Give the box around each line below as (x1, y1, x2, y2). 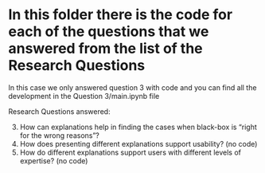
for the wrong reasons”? (19, 130, 99, 140)
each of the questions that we (8, 22, 209, 41)
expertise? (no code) (19, 155, 88, 165)
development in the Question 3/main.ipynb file (8, 91, 160, 100)
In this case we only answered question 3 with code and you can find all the (8, 82, 257, 92)
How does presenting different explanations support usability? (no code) (19, 139, 258, 148)
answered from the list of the (8, 40, 203, 57)
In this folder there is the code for (8, 6, 233, 24)
